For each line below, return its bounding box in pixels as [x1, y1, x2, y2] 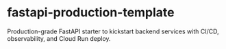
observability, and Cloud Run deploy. [7, 34, 111, 42]
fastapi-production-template [7, 5, 175, 20]
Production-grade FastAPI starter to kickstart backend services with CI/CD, [7, 27, 219, 35]
